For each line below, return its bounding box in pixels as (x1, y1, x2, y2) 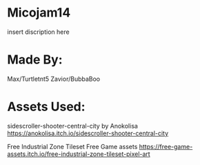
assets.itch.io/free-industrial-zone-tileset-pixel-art (7, 150, 150, 158)
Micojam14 (7, 5, 71, 21)
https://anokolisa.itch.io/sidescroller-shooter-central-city (7, 129, 169, 137)
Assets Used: (7, 99, 86, 115)
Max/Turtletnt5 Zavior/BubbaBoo (7, 75, 101, 83)
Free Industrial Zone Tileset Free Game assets (7, 142, 138, 151)
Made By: (7, 52, 63, 68)
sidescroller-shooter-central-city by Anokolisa (7, 122, 138, 130)
